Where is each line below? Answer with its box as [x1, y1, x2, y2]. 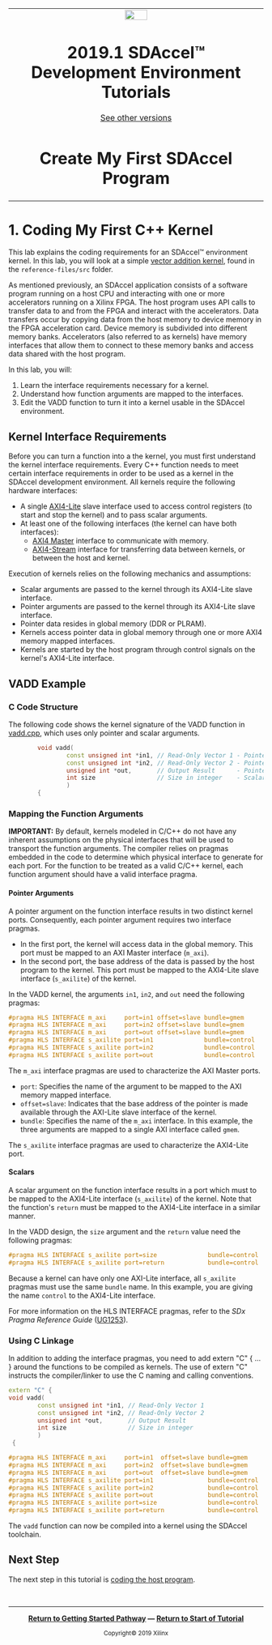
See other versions [100, 113, 172, 124]
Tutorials [100, 81, 172, 102]
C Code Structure [8, 701, 79, 712]
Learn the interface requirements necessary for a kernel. [19, 381, 209, 390]
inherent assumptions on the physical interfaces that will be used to [8, 835, 234, 845]
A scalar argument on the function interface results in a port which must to [8, 1185, 257, 1195]
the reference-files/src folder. [8, 265, 113, 275]
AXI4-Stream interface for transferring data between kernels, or [32, 544, 245, 554]
